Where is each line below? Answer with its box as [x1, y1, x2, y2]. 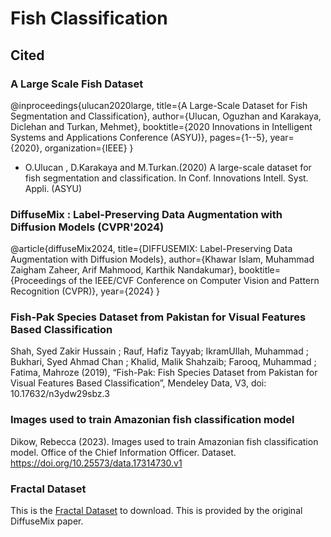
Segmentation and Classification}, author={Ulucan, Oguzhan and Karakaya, [10, 110, 322, 122]
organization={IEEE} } [44, 142, 134, 154]
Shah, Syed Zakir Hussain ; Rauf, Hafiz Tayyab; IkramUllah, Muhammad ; [10, 345, 309, 357]
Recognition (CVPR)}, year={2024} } [10, 285, 161, 297]
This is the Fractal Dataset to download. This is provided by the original [10, 505, 303, 517]
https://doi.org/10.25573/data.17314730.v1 [10, 457, 183, 469]
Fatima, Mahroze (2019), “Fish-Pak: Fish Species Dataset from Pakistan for [10, 367, 318, 379]
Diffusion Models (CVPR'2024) [10, 220, 165, 234]
